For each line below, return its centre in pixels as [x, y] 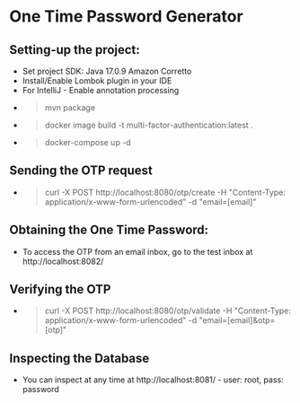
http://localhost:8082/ [63, 261]
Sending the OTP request [81, 171]
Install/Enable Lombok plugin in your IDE [97, 81]
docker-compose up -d [88, 142]
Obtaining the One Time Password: [109, 230]
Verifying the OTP [60, 289]
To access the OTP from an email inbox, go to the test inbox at [137, 251]
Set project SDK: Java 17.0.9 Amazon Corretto [107, 71]
